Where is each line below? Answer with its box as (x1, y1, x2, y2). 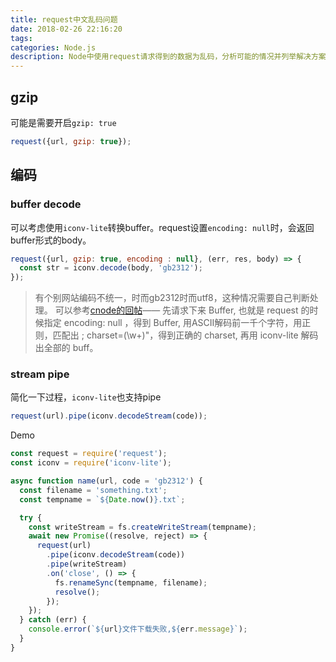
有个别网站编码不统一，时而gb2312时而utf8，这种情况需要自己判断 (34, 292, 310, 304)
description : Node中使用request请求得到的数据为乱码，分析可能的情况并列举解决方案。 (10, 52, 334, 62)
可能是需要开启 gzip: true (10, 116, 117, 128)
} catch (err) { (19, 615, 87, 625)
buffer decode (10, 197, 82, 211)
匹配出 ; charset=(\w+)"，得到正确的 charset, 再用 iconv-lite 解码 (52, 329, 319, 341)
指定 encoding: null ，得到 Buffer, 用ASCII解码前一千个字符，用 (43, 317, 303, 329)
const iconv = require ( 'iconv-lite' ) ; (10, 458, 172, 468)
